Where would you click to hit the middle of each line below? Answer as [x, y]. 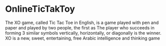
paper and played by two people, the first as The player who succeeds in [80, 27]
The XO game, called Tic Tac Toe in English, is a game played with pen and [82, 23]
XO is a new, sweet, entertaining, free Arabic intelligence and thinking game [83, 38]
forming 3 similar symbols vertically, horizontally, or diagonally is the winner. [83, 33]
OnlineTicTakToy [40, 9]
